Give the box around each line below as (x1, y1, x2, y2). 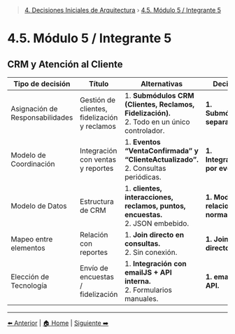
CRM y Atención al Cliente (7, 58, 123, 70)
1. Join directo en (124, 230, 184, 239)
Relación (79, 230, 108, 239)
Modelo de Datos (10, 201, 68, 211)
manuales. (124, 294, 159, 303)
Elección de (10, 272, 50, 281)
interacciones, (124, 193, 173, 202)
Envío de (79, 263, 108, 272)
